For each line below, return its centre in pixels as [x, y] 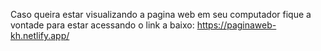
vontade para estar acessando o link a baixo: [102, 25]
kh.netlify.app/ [40, 35]
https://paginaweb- [236, 25]
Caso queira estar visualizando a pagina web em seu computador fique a [161, 14]
